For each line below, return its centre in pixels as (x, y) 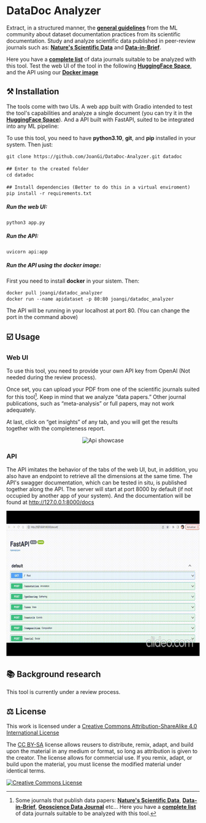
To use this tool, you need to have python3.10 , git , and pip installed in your (101, 138)
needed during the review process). (51, 377)
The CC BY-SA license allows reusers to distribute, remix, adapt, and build (100, 744)
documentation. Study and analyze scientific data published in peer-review (101, 41)
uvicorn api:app (27, 252)
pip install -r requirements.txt (49, 193)
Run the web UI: (27, 207)
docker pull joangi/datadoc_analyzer (55, 293)
